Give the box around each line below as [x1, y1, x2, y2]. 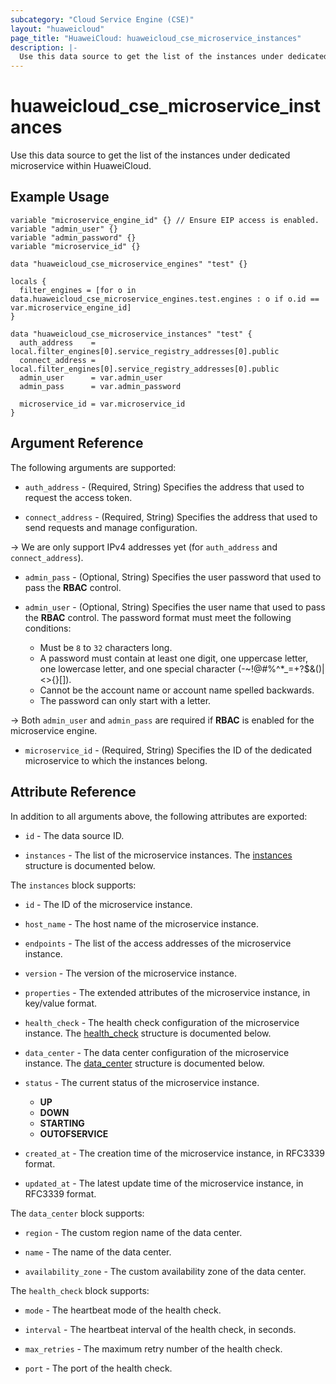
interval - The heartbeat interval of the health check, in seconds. [24, 1323, 297, 1335]
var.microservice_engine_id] [10, 302, 132, 313]
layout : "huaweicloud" [10, 24, 105, 34]
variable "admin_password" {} [10, 232, 137, 243]
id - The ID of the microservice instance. [24, 898, 193, 910]
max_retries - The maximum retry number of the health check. [24, 1342, 283, 1355]
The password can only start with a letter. [39, 694, 212, 706]
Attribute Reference [10, 784, 137, 801]
